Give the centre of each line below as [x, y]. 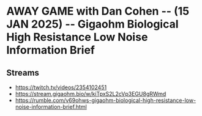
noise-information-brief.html [51, 107]
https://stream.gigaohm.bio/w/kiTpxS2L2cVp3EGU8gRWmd [91, 94]
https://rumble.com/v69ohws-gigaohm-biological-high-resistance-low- [106, 100]
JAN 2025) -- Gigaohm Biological [92, 24]
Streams [23, 72]
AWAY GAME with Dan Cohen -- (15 [98, 11]
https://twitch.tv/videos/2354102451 [61, 87]
